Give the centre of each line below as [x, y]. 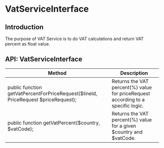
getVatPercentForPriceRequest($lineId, [52, 93]
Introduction [24, 27]
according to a [128, 100]
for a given [124, 126]
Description [134, 73]
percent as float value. [28, 44]
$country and [127, 132]
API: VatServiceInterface [44, 59]
